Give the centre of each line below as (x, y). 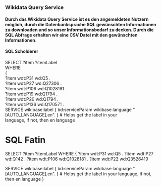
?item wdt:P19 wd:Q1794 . (31, 94)
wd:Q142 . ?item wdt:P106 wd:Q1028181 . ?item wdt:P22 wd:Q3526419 (77, 159)
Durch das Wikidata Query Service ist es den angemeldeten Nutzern (77, 19)
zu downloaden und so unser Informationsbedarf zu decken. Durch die (80, 30)
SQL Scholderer (22, 51)
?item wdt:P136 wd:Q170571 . (35, 104)
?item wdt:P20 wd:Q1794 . (32, 99)
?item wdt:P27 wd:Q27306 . (33, 83)
